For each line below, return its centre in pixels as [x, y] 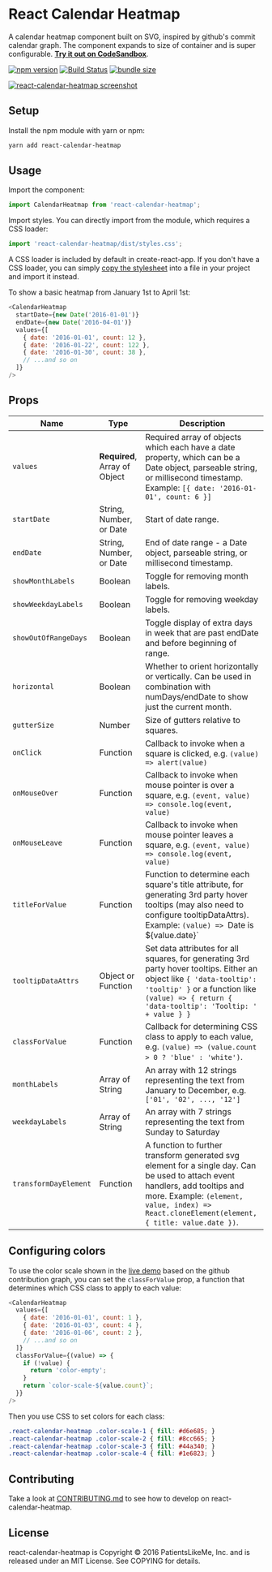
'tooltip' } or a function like [201, 988]
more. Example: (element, [195, 1195]
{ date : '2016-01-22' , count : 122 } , [87, 345]
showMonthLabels [44, 581]
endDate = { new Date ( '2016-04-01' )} [74, 322]
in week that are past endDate [202, 632]
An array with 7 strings [189, 1111]
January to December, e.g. [196, 1090]
